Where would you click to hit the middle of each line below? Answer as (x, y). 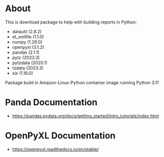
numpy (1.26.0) (27, 42)
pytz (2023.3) (26, 57)
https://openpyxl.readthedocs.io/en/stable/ (55, 149)
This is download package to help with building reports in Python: (71, 22)
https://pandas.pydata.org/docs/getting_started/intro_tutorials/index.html (86, 116)
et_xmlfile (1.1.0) (28, 37)
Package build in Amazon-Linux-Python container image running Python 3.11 (82, 82)
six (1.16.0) (22, 73)
